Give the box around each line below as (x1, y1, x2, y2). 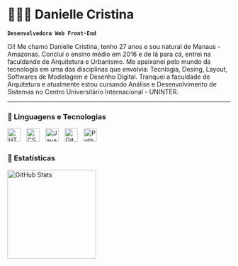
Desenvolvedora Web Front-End (7, 30, 97, 37)
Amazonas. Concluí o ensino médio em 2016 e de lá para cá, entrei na (7, 50, 211, 58)
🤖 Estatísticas (7, 153, 55, 163)
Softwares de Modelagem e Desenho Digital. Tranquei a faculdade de (7, 72, 210, 81)
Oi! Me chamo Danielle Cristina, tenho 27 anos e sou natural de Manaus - (7, 42, 221, 50)
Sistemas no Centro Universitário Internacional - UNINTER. (7, 87, 179, 96)
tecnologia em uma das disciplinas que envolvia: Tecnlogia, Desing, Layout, (7, 65, 228, 73)
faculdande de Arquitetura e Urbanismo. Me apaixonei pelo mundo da (7, 57, 211, 66)
